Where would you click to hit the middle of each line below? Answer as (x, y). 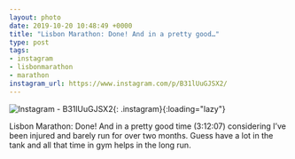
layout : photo (35, 17)
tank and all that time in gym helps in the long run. (101, 145)
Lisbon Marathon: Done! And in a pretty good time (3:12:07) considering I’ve (147, 126)
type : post (29, 42)
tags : (19, 51)
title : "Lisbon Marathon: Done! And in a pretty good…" (114, 34)
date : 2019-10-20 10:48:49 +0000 (71, 26)
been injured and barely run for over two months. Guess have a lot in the (141, 135)
